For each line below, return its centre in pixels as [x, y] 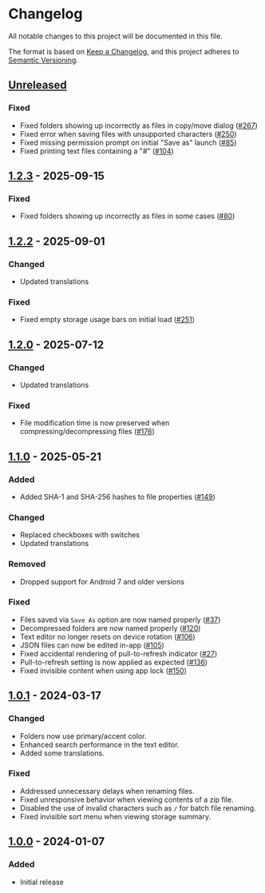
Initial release [42, 882]
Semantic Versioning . [43, 60]
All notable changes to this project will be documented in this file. [116, 36]
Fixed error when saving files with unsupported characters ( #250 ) [128, 134]
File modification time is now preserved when [95, 423]
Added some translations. [62, 753]
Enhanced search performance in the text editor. [99, 744]
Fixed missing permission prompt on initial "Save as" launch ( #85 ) [128, 142]
